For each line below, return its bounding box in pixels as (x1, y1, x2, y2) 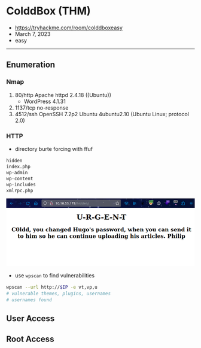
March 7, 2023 (14, 30, 51, 37)
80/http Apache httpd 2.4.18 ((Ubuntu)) (14, 91, 112, 98)
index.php (6, 164, 31, 170)
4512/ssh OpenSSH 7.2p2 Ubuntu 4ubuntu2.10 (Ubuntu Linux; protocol (14, 110, 190, 117)
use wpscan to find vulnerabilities (14, 272, 95, 279)
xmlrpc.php (6, 187, 33, 193)
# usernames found (6, 296, 52, 303)
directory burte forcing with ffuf (14, 145, 93, 152)
